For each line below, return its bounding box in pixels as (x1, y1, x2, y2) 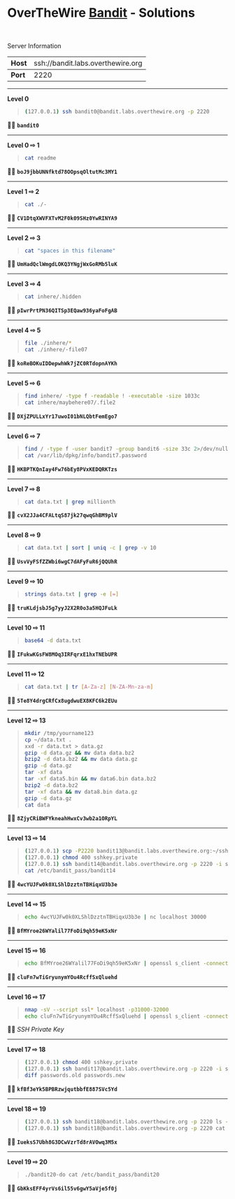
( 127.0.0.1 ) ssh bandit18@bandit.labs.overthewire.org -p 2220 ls (24, 1119, 222, 1126)
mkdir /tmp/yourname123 (24, 729, 94, 736)
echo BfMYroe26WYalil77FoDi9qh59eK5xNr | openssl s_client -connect (24, 960, 229, 967)
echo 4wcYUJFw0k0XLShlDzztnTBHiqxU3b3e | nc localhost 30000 (24, 913, 207, 920)
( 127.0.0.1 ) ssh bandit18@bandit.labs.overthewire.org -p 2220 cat (24, 1125, 226, 1132)
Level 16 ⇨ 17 (7, 993, 46, 1001)
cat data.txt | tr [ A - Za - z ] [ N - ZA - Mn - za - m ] (24, 684, 154, 691)
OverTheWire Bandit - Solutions (7, 5, 196, 21)
